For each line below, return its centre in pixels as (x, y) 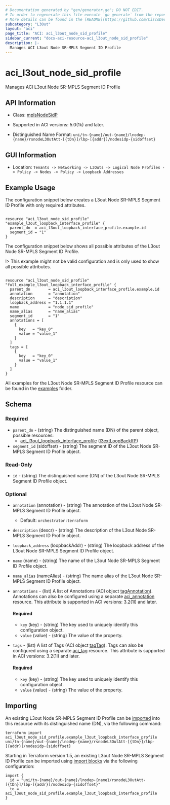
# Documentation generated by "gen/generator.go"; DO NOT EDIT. (74, 10)
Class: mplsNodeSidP (35, 115)
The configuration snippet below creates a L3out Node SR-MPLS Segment (83, 200)
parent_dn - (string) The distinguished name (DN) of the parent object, (86, 430)
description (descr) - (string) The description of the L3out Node (80, 530)
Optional (16, 494)
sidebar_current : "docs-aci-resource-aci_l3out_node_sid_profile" (77, 39)
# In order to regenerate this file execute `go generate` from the (79, 15)
